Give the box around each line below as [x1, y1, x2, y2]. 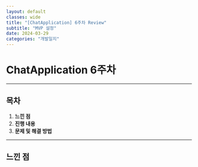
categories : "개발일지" [6, 36, 60, 42]
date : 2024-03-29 [6, 31, 49, 37]
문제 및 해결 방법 [14, 127, 52, 135]
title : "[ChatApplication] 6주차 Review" [6, 19, 107, 25]
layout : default [6, 8, 46, 15]
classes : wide [6, 14, 41, 20]
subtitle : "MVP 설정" [6, 25, 57, 31]
